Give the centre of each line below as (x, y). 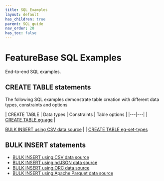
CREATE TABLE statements (48, 87)
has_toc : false (21, 33)
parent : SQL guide (24, 24)
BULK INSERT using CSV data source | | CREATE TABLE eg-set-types (77, 129)
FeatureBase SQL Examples (63, 58)
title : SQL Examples (27, 10)
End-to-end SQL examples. (33, 71)
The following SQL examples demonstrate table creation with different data (82, 99)
